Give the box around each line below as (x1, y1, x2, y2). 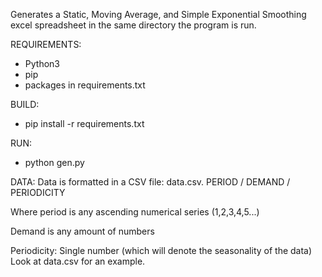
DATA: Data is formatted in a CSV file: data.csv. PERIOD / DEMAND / (10, 176, 291, 188)
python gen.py (24, 157, 85, 168)
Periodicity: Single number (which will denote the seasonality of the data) (10, 245, 313, 256)
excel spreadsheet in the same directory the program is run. (10, 19, 257, 31)
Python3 (24, 58, 60, 69)
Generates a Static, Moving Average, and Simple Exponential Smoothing (10, 9, 307, 20)
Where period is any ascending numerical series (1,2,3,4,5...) (10, 206, 260, 218)
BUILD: (10, 99, 40, 110)
